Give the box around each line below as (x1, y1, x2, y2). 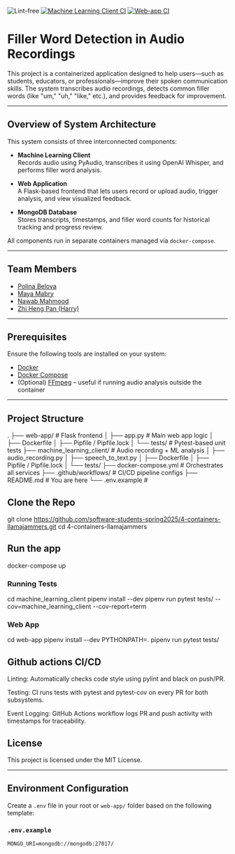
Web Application (17, 179, 68, 187)
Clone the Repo (7, 496, 76, 508)
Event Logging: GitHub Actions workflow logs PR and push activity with (7, 709, 213, 718)
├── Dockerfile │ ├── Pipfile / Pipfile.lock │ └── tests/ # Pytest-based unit (7, 439, 226, 447)
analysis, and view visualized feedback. (17, 194, 132, 203)
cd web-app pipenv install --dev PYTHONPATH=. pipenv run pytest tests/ (7, 636, 220, 644)
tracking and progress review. (17, 222, 104, 231)
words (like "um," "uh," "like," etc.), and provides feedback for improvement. (7, 91, 227, 100)
